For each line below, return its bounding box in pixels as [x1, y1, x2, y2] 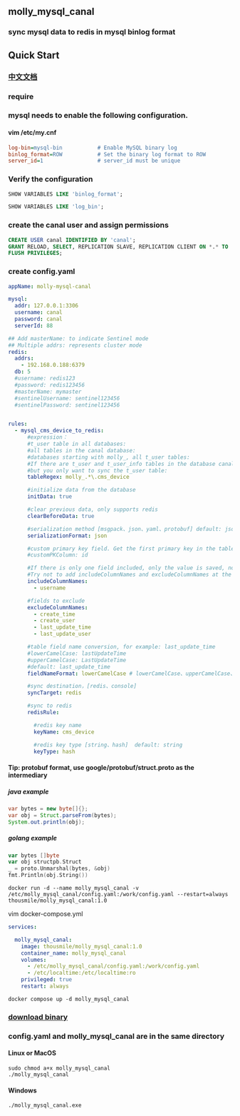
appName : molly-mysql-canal [8, 283, 92, 290]
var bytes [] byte [8, 852, 60, 859]
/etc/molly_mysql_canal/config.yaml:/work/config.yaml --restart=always [8, 891, 229, 898]
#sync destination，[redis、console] [26, 683, 137, 690]
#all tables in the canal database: [26, 447, 136, 454]
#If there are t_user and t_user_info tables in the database [26, 460, 216, 467]
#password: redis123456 [14, 381, 85, 388]
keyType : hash [33, 748, 75, 755]
